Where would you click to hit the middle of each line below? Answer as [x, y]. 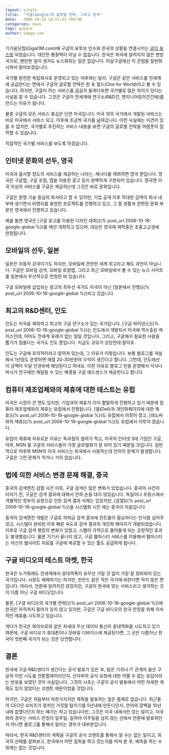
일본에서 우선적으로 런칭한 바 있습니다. [48, 276]
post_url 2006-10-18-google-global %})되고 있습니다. [60, 293]
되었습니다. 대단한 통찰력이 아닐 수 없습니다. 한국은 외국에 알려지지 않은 [84, 54]
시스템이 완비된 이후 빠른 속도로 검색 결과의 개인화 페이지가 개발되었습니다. [89, 524]
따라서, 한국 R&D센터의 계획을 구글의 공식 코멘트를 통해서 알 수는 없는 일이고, [81, 735]
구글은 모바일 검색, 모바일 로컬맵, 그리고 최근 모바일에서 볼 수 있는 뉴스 [81, 270]
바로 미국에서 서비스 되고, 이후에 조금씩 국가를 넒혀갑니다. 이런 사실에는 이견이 [82, 120]
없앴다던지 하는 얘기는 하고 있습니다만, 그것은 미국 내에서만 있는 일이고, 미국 [89, 712]
